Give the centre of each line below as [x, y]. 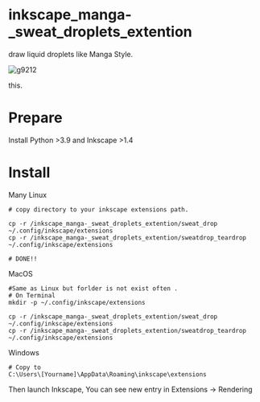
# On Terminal [32, 295]
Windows [24, 352]
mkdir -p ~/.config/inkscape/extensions [77, 302]
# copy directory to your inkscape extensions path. [99, 209]
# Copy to [25, 367]
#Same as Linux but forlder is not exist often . [93, 288]
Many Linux [27, 195]
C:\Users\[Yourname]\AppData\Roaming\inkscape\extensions [107, 374]
